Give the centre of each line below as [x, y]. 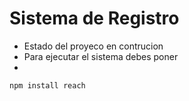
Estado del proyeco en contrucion [93, 46]
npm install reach [47, 85]
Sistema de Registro [94, 18]
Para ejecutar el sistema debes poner [101, 56]
